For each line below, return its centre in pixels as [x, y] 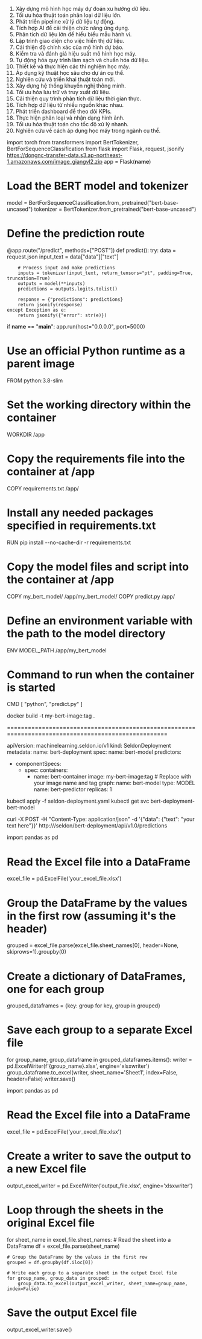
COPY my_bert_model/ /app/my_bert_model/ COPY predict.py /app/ [91, 596]
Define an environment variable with [100, 621]
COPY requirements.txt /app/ [43, 488]
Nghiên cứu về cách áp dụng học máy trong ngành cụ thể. [88, 130]
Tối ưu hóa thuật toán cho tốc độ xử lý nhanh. [72, 124]
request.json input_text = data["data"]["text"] [63, 257]
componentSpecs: [38, 764]
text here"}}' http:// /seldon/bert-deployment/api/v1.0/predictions [87, 826]
